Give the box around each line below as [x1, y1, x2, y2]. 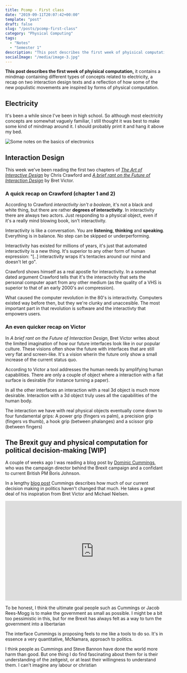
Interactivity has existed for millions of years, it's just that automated [5, 243, 147, 249]
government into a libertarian [5, 621, 66, 627]
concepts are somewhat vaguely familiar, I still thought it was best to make [5, 118, 160, 124]
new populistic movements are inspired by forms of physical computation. [5, 85, 159, 91]
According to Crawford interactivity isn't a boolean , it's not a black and [5, 202, 153, 208]
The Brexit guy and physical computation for [5, 438, 148, 447]
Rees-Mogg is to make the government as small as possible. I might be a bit [5, 610, 163, 616]
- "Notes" [10, 41, 30, 46]
